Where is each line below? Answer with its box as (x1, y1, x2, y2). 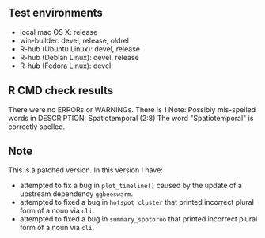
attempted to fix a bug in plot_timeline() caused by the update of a (19, 181, 243, 191)
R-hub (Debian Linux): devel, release (19, 52, 140, 62)
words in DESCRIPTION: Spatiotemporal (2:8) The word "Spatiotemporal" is (8, 113, 254, 123)
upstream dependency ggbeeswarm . (19, 189, 133, 198)
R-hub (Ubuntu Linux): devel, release (19, 43, 141, 54)
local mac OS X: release (19, 27, 98, 36)
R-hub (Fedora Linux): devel (19, 61, 112, 70)
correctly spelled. (8, 122, 66, 131)
